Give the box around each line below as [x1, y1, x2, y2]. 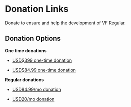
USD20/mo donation [12, 96, 55, 102]
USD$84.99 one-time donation [12, 67, 76, 73]
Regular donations [5, 76, 44, 83]
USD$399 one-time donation [12, 57, 72, 63]
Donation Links [5, 3, 69, 15]
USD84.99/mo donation [12, 86, 61, 92]
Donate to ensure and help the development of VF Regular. [5, 20, 126, 26]
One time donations [5, 47, 47, 53]
